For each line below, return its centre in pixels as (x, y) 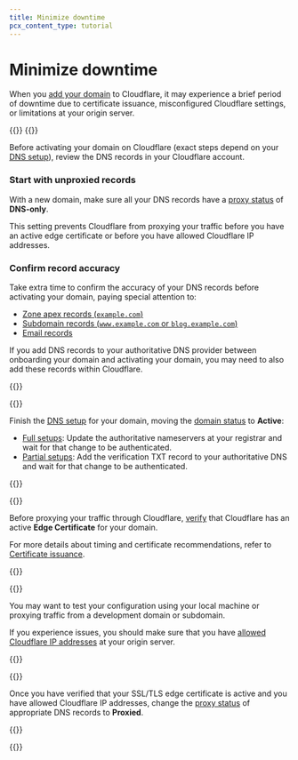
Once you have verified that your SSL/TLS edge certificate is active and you (148, 693)
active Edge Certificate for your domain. (84, 528)
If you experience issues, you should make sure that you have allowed (138, 633)
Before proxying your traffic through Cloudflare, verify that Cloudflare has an (150, 518)
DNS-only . (29, 209)
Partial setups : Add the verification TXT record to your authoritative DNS (154, 457)
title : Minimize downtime (57, 17)
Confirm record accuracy (65, 268)
